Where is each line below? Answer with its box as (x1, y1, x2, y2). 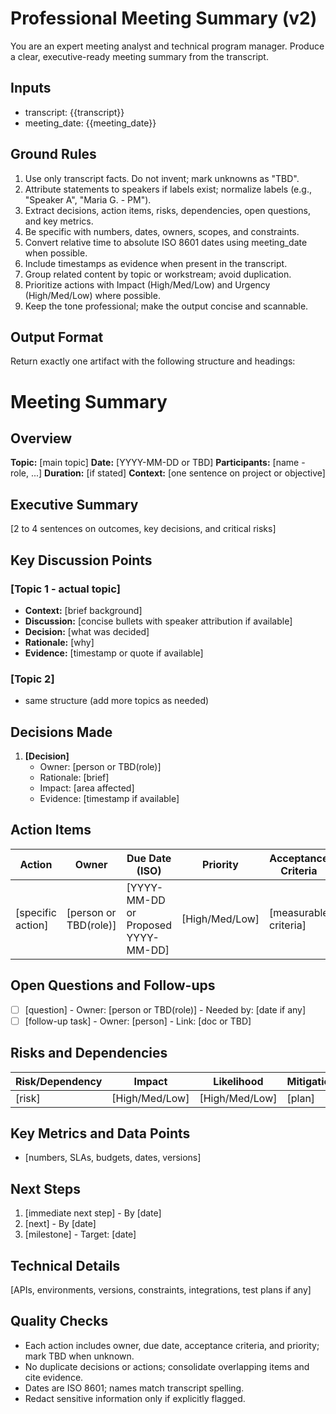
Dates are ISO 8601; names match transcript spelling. (24, 1382, 245, 1394)
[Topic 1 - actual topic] (10, 582, 121, 596)
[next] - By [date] (24, 1218, 97, 1230)
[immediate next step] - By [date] (24, 1207, 162, 1219)
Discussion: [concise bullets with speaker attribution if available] (24, 615, 293, 627)
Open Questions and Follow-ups (10, 977, 216, 994)
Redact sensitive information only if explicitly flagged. (24, 1392, 246, 1404)
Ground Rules (10, 146, 97, 163)
